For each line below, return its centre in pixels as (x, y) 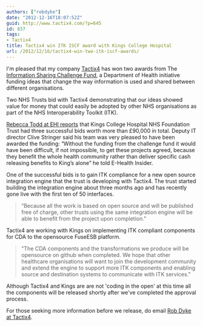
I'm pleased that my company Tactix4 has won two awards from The (92, 68)
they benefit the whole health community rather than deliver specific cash (98, 156)
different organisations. (35, 88)
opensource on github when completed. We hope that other (96, 254)
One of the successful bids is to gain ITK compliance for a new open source (101, 175)
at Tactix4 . (19, 317)
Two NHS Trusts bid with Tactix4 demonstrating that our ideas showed (95, 99)
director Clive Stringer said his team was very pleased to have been (91, 137)
